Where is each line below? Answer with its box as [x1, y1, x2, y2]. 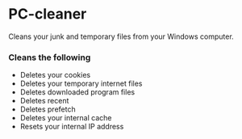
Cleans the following [8, 52, 91, 63]
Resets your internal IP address [19, 122, 124, 132]
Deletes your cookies [19, 70, 91, 80]
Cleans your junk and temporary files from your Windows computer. [8, 32, 234, 41]
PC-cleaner [8, 5, 87, 23]
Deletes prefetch [19, 104, 76, 114]
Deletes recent [19, 96, 69, 106]
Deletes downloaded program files [19, 87, 136, 97]
